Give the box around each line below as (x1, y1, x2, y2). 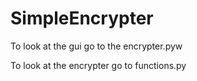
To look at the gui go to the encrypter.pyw (10, 40, 183, 52)
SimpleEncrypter (10, 7, 154, 30)
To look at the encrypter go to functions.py (10, 59, 187, 71)
